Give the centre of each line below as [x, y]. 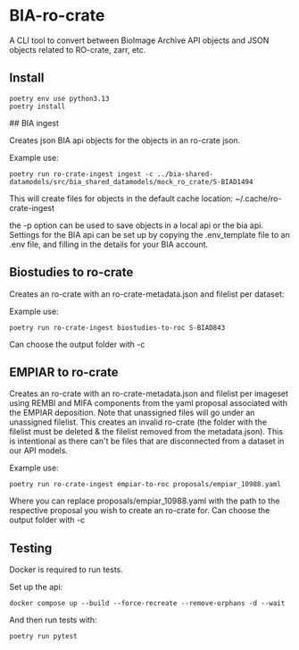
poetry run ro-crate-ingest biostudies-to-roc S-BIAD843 [117, 327]
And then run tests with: [53, 620]
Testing [31, 548]
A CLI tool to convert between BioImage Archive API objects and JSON [139, 40]
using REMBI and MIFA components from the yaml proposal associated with [149, 403]
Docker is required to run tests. [66, 570]
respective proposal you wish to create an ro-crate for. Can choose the [140, 511]
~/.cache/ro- [258, 198]
